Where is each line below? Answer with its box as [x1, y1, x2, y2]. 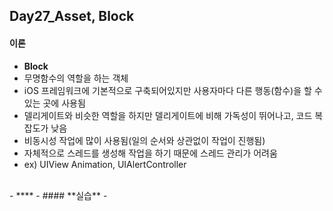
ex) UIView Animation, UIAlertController [23, 158, 187, 170]
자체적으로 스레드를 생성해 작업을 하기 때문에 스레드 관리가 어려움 [23, 147, 278, 159]
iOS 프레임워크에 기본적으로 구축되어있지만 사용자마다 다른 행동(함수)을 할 [23, 84, 312, 96]
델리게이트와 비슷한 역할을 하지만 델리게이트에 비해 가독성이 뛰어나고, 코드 [23, 109, 313, 121]
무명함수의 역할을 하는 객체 [23, 72, 129, 84]
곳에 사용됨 [42, 97, 86, 109]
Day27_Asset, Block [9, 8, 135, 25]
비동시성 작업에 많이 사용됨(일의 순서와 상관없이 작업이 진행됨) [23, 134, 266, 146]
